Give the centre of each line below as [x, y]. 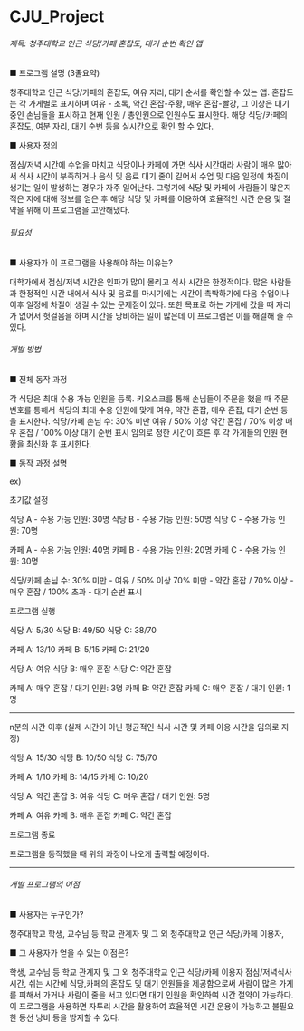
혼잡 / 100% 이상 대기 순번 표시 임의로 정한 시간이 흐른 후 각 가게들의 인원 [148, 432]
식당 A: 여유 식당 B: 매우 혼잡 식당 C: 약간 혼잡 [90, 669]
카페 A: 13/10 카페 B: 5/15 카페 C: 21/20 [80, 649]
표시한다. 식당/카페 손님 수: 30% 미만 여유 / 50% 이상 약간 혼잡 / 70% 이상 [151, 421]
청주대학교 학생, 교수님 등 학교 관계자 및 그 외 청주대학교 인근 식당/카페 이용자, [147, 934]
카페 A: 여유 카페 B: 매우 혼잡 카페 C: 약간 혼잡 [90, 815]
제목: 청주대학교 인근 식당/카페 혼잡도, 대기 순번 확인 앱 [106, 43]
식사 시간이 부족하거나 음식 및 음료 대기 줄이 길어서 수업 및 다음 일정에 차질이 [154, 176]
